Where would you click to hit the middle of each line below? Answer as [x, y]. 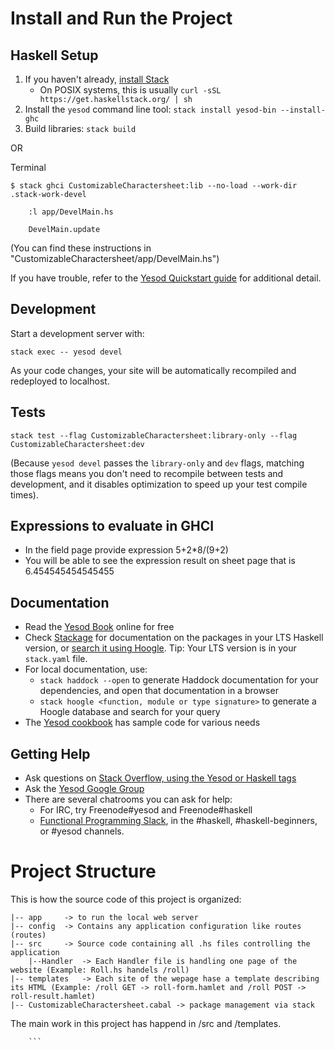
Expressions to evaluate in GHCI [112, 526]
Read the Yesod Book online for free [99, 627]
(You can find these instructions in [81, 248]
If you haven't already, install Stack [97, 79]
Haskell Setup [54, 55]
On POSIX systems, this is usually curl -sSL [130, 90]
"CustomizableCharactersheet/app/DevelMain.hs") [115, 258]
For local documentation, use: [86, 669]
